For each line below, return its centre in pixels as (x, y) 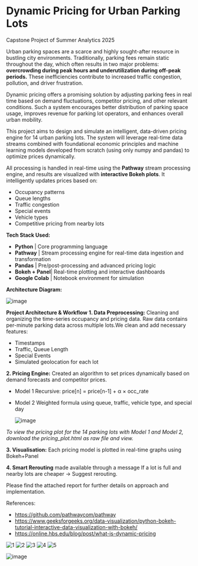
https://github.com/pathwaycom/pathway (65, 514)
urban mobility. (25, 119)
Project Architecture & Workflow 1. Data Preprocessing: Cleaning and (92, 312)
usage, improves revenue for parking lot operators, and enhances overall (95, 113)
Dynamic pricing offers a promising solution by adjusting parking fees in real (99, 94)
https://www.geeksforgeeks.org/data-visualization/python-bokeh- (95, 521)
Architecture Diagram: (34, 290)
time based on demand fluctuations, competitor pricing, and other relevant (97, 101)
